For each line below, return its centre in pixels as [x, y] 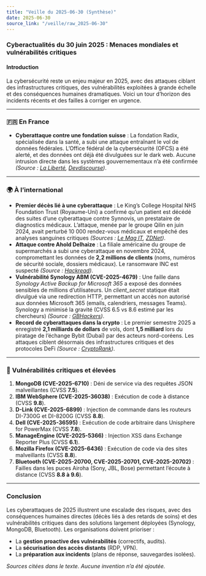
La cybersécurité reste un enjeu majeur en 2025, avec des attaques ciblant [101, 81]
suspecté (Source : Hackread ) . [54, 271]
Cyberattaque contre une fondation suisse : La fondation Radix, [97, 135]
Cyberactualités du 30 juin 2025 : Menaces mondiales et [93, 45]
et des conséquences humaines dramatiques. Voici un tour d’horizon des [99, 94]
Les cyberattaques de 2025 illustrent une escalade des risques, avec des [99, 510]
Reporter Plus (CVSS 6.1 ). [48, 442]
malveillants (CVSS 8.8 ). [46, 455]
